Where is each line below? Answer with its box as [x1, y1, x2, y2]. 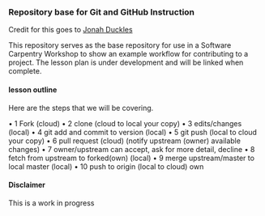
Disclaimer [8, 180, 46, 190]
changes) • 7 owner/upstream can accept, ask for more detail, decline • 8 [8, 144, 255, 154]
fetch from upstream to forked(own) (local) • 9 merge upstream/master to [8, 153, 255, 163]
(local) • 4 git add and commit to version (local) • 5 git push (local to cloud [8, 127, 258, 137]
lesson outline [8, 84, 58, 95]
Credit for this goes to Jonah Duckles [8, 25, 133, 35]
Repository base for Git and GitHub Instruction [8, 6, 195, 18]
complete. [8, 66, 42, 76]
